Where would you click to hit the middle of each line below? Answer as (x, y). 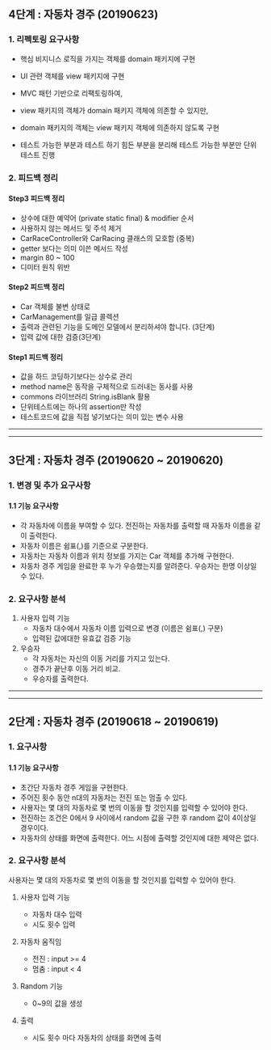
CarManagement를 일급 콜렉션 (69, 317)
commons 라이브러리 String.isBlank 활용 (85, 397)
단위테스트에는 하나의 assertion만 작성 (81, 407)
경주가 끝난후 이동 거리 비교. (76, 669)
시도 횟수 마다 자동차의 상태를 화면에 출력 (97, 1037)
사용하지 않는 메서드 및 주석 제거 (71, 228)
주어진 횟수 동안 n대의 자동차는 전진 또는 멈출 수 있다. (104, 797)
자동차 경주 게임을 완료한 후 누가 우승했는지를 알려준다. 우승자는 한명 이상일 (138, 565)
